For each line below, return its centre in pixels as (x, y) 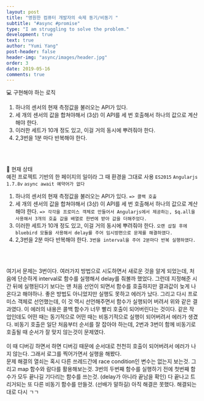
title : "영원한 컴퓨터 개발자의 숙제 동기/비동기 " (62, 18)
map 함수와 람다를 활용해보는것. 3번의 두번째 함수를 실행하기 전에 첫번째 (104, 369)
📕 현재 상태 (19, 169)
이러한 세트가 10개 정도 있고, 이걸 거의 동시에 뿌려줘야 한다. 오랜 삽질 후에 (101, 226)
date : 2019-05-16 (28, 69)
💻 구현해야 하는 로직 (31, 93)
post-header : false (31, 52)
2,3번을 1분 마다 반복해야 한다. (51, 138)
